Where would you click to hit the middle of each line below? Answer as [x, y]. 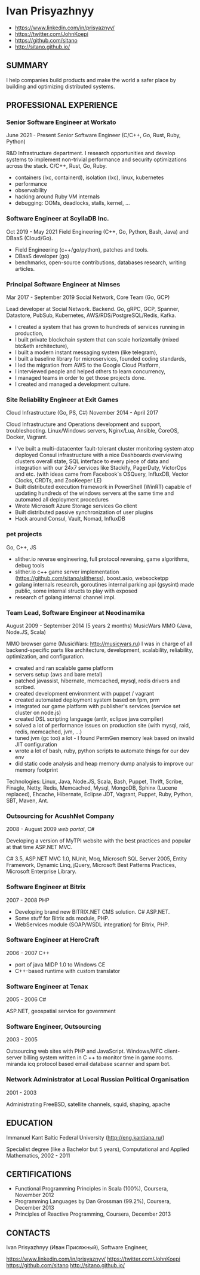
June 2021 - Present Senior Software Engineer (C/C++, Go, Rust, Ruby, [93, 135]
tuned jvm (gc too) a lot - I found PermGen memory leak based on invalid [104, 738]
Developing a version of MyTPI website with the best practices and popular [99, 841]
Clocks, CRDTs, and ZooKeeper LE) [58, 481]
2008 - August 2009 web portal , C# [50, 829]
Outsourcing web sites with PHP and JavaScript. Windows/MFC [84, 1051]
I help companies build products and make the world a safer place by [91, 80]
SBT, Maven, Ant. [27, 800]
